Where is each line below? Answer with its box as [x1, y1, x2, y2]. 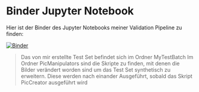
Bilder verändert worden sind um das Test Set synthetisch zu [20, 66, 171, 73]
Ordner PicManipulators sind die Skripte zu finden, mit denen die [20, 60, 180, 67]
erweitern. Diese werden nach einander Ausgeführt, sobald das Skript [20, 72, 192, 79]
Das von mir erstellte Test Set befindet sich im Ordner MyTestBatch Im [20, 53, 194, 60]
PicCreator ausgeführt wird [20, 79, 88, 86]
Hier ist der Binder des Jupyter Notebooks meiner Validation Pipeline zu [6, 24, 182, 31]
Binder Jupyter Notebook [6, 4, 134, 18]
